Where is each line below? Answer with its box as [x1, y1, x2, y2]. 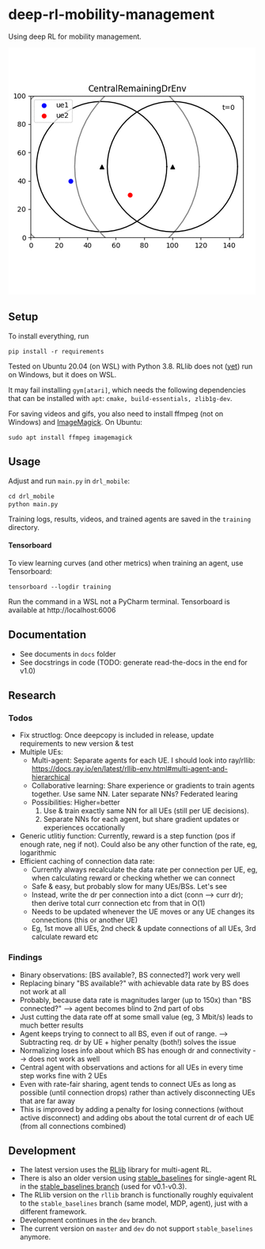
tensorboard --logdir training [8, 583, 112, 591]
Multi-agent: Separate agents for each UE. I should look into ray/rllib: [31, 755, 256, 765]
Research [8, 688, 57, 702]
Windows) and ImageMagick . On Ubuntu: [8, 417, 142, 426]
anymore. [19, 1232, 51, 1242]
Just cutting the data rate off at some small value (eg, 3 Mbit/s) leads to [19, 1012, 253, 1021]
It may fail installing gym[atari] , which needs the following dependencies [8, 385, 247, 395]
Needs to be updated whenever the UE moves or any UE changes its [31, 907, 256, 917]
